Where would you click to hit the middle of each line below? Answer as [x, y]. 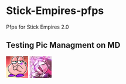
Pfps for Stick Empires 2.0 [38, 27]
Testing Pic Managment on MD [63, 45]
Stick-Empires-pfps [55, 11]
